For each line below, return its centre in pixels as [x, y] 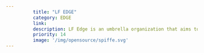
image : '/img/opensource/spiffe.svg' [81, 40]
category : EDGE [52, 18]
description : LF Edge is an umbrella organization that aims [112, 29]
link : [40, 23]
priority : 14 [49, 35]
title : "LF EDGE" [55, 12]
